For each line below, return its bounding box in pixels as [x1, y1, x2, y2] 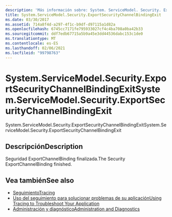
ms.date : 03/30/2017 [5, 17, 50, 22]
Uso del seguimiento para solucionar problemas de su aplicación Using [12, 195, 162, 201]
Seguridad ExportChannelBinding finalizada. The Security [5, 156, 125, 162]
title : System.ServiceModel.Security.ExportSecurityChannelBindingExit [5, 12, 161, 17]
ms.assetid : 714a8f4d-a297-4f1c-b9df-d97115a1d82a [5, 21, 116, 27]
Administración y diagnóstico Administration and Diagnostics [12, 206, 140, 212]
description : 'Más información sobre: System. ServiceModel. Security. [5, 7, 161, 13]
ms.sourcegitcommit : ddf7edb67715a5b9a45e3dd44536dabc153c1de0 [5, 31, 143, 36]
